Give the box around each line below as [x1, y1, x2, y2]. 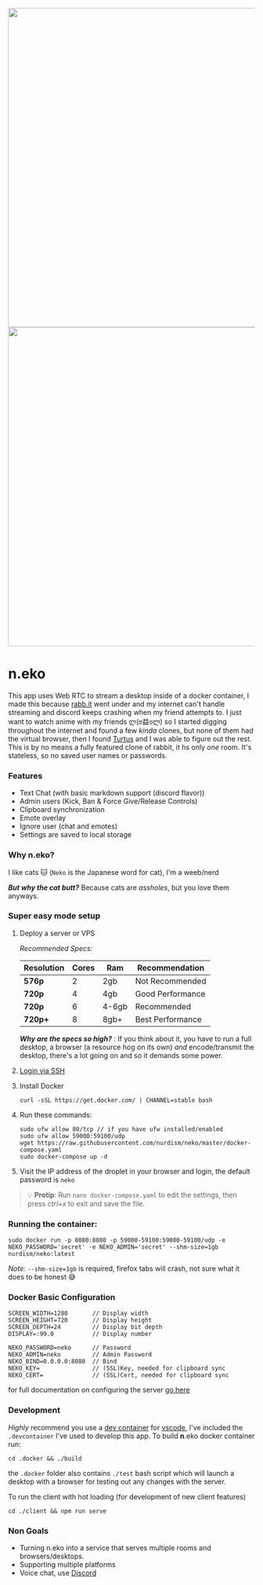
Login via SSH [19, 1066, 65, 1075]
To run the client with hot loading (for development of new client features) [8, 1492, 247, 1501]
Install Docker [19, 1081, 64, 1090]
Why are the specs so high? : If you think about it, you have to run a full [19, 1034, 252, 1043]
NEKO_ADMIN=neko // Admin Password [8, 1351, 153, 1359]
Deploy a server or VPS [19, 928, 95, 938]
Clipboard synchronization [19, 805, 106, 814]
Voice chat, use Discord [19, 1569, 96, 1578]
